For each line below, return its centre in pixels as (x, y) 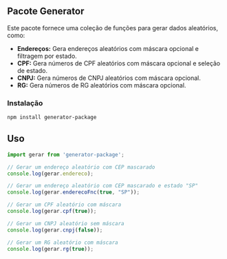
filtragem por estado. (47, 56)
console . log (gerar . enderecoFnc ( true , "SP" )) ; (73, 192)
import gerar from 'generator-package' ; (66, 154)
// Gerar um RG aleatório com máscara (63, 242)
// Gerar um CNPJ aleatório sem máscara (66, 223)
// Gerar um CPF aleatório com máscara (64, 205)
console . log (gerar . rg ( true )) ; (51, 249)
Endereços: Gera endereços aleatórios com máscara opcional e (108, 48)
